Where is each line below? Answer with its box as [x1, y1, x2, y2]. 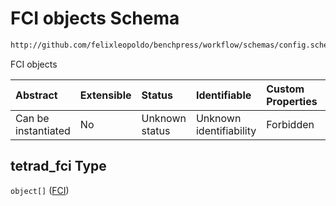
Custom [266, 82, 305, 96]
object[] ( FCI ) [10, 184, 70, 196]
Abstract [15, 88, 58, 102]
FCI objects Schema [10, 7, 180, 30]
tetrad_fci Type [10, 158, 107, 175]
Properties [266, 94, 318, 108]
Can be [15, 111, 50, 125]
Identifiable [195, 88, 252, 102]
